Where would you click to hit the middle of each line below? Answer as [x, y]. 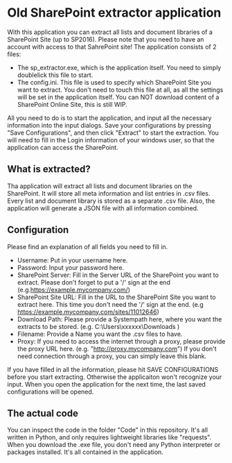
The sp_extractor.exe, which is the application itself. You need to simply [119, 67]
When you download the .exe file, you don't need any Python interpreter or [114, 445]
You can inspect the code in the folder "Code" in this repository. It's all [108, 430]
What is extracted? [49, 169]
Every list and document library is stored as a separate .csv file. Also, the [111, 201]
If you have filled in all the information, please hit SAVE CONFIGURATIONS [113, 369]
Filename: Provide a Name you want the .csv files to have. [100, 334]
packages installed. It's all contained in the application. [86, 452]
